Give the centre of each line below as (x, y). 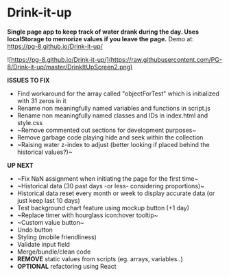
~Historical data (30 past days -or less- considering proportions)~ (110, 186)
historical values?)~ (45, 152)
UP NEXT (20, 165)
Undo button (35, 230)
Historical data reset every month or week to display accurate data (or (116, 193)
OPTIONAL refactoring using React (67, 266)
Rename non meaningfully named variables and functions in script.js (114, 108)
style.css (30, 122)
